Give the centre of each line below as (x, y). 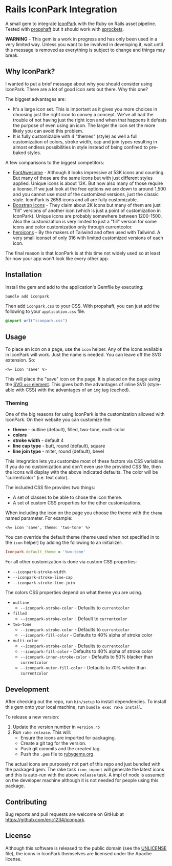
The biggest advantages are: (36, 99)
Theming (17, 403)
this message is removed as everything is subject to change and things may (85, 50)
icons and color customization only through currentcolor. (73, 227)
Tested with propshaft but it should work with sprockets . (65, 29)
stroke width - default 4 (38, 440)
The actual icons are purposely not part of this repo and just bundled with (83, 764)
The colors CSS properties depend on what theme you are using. (74, 593)
